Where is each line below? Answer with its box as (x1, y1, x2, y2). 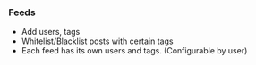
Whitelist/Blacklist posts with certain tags (21, 36, 174, 46)
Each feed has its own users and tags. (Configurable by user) (21, 45, 248, 56)
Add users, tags (21, 27, 81, 37)
